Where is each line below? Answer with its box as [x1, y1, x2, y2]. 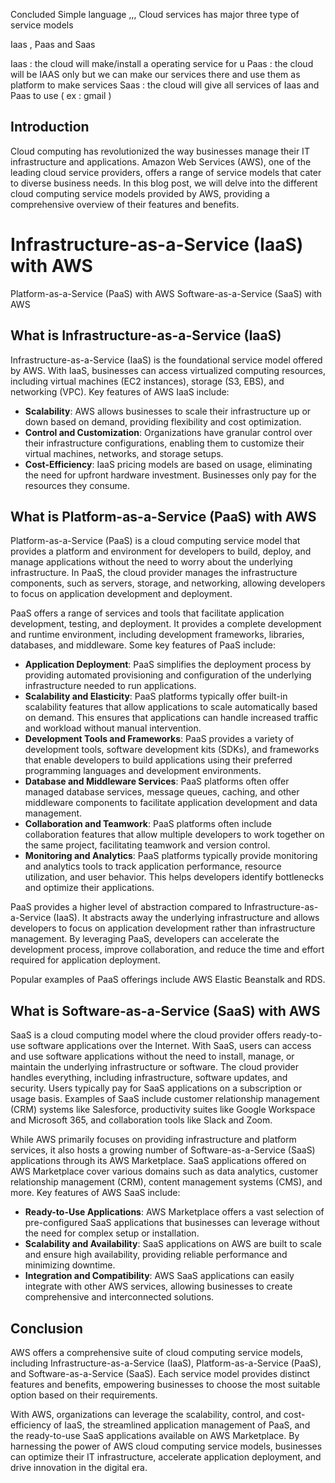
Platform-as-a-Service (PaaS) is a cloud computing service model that [10, 535, 301, 547]
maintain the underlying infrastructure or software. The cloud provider [10, 1061, 299, 1073]
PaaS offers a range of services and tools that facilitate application [10, 607, 285, 619]
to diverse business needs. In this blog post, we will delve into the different [10, 177, 318, 189]
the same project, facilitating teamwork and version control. [24, 839, 271, 851]
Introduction [10, 119, 90, 136]
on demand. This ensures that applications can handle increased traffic [24, 712, 319, 724]
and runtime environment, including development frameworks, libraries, [10, 629, 305, 641]
